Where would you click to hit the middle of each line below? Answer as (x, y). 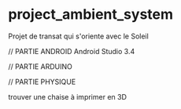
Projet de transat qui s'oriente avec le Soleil (79, 36)
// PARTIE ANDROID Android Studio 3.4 (72, 51)
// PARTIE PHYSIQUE (42, 82)
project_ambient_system (91, 15)
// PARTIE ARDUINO (40, 66)
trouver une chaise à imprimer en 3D (68, 96)
